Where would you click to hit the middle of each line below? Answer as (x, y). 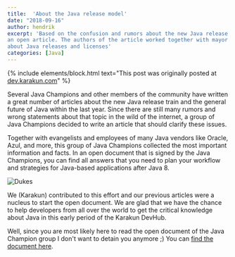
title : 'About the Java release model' (68, 14)
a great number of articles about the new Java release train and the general (117, 101)
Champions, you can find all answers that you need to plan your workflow (114, 160)
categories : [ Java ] (36, 54)
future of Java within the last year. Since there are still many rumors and (112, 109)
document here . (31, 246)
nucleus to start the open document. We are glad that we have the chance (115, 202)
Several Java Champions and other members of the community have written (118, 94)
